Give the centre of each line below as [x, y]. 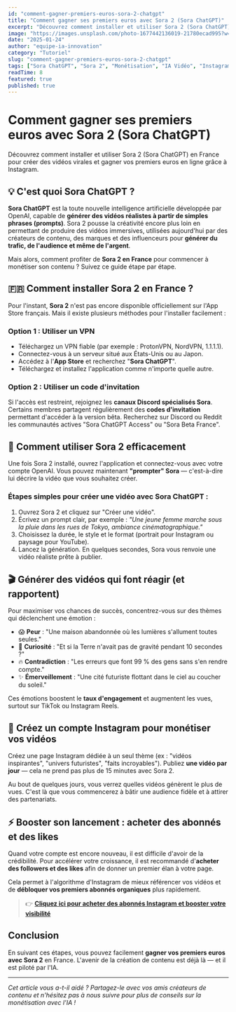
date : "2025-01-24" [36, 40]
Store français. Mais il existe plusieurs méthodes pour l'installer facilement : [117, 313]
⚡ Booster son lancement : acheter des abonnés [114, 822]
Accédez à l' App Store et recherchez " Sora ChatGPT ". [97, 361]
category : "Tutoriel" [40, 53]
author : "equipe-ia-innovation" [55, 46]
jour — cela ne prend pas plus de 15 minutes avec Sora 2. [91, 771]
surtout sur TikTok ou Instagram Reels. [64, 706]
